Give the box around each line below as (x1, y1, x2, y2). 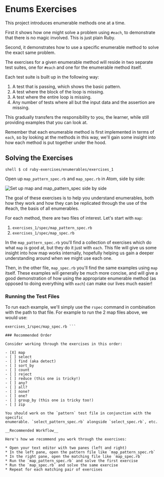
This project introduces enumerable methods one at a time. (5, 20, 126, 26)
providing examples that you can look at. (5, 119, 88, 125)
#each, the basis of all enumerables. (5, 205, 79, 211)
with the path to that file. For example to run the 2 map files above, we (5, 309, 148, 315)
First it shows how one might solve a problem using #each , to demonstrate (5, 29, 156, 35)
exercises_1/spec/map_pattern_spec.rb (12, 225, 92, 231)
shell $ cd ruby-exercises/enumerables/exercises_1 (5, 167, 114, 172)
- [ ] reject (5, 372, 32, 377)
